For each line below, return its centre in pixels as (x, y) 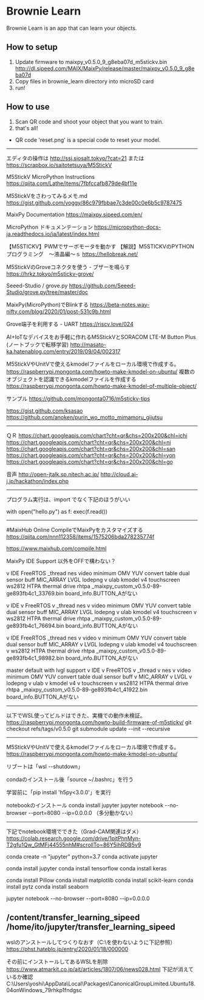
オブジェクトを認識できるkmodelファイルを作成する (71, 379)
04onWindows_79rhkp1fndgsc (44, 990)
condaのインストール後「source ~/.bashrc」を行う (70, 779)
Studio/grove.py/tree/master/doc (47, 292)
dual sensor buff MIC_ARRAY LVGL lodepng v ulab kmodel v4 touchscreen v (102, 612)
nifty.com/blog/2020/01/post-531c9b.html (59, 311)
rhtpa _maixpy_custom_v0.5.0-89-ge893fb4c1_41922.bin (77, 690)
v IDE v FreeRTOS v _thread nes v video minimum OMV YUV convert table (99, 605)
